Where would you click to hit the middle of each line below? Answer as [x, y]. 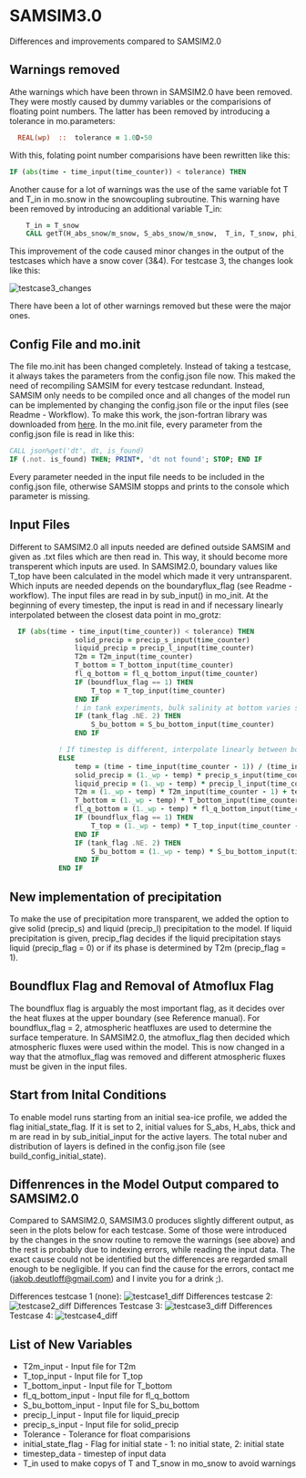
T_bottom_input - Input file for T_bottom [97, 1386]
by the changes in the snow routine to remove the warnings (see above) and [153, 1240]
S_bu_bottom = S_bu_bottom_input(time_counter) [183, 725]
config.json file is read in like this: [72, 434]
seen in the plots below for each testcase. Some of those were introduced [148, 1230]
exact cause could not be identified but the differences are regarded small [148, 1259]
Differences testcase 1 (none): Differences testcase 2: [141, 1296]
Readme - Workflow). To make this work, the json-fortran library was [138, 415]
